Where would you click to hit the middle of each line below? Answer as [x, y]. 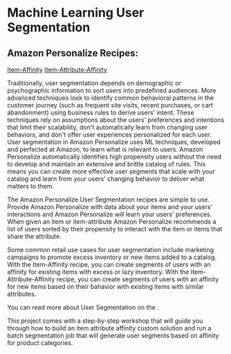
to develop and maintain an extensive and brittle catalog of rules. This [107, 164]
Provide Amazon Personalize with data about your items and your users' [110, 207]
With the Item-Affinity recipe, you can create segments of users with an [109, 264]
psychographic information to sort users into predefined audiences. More [112, 90]
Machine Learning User [76, 13]
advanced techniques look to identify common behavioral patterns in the [111, 98]
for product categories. [40, 343]
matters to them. [31, 186]
